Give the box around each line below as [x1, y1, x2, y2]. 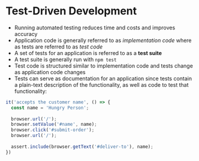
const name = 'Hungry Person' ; [11, 105, 89, 111]
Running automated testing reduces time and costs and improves [14, 24, 176, 31]
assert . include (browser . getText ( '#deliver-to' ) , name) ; [11, 144, 153, 150]
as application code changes [14, 68, 86, 75]
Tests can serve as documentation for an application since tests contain [14, 75, 192, 82]
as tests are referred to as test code [14, 43, 103, 50]
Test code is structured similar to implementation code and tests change [14, 62, 193, 69]
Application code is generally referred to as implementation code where [14, 37, 192, 44]
